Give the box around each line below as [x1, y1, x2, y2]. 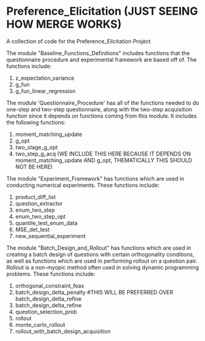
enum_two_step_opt [15, 212, 66, 220]
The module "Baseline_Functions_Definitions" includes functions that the [6, 49, 190, 56]
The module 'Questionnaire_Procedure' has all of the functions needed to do [6, 99, 199, 107]
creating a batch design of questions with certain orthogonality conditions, [6, 250, 195, 258]
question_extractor [15, 200, 63, 207]
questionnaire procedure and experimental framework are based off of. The [6, 56, 197, 63]
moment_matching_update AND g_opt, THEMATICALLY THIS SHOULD [15, 156, 193, 163]
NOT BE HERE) [15, 163, 53, 170]
